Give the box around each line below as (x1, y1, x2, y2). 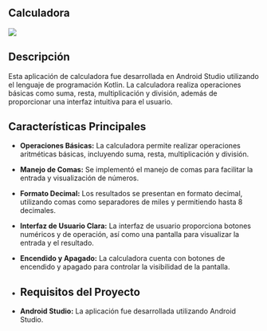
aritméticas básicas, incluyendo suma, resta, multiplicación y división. (19, 149, 249, 159)
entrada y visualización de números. (19, 173, 139, 183)
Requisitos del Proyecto (19, 285, 141, 298)
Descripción (8, 50, 70, 64)
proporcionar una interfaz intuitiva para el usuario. (8, 97, 173, 106)
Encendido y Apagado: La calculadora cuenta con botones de (19, 254, 226, 263)
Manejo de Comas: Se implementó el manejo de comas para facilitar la (19, 165, 253, 175)
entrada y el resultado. (19, 238, 94, 248)
